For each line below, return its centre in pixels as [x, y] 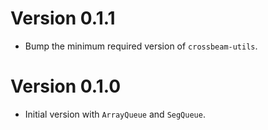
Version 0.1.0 [66, 86]
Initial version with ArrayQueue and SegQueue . [115, 114]
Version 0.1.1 [63, 18]
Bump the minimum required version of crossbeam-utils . [141, 46]
